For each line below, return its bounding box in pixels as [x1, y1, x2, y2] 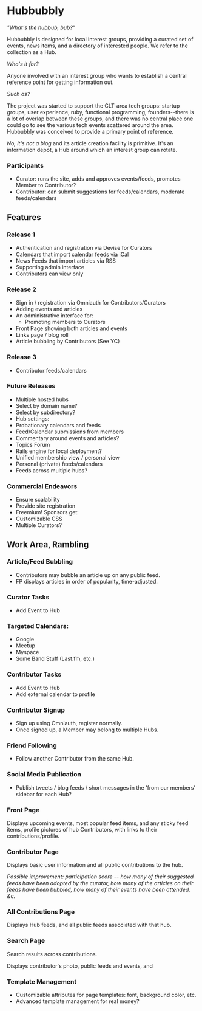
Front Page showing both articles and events [15, 325, 128, 332]
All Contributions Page [7, 908, 75, 916]
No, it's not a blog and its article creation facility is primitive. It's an [7, 139, 173, 147]
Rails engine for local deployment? [15, 447, 103, 455]
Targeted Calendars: [7, 622, 69, 630]
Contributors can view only [15, 270, 84, 277]
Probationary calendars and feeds [15, 421, 101, 429]
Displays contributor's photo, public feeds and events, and [7, 962, 153, 970]
